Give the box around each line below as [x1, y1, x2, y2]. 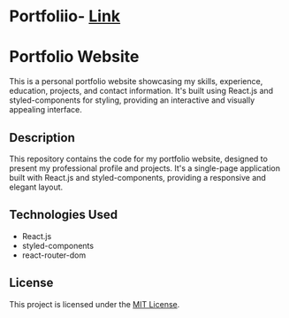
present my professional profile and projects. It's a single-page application [9, 162, 281, 174]
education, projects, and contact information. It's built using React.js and [9, 86, 274, 97]
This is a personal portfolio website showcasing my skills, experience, [9, 76, 263, 87]
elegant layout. [9, 182, 64, 192]
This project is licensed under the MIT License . [9, 299, 180, 309]
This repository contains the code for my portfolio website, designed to [9, 153, 268, 164]
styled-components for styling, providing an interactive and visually [9, 95, 255, 105]
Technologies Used [9, 207, 118, 222]
